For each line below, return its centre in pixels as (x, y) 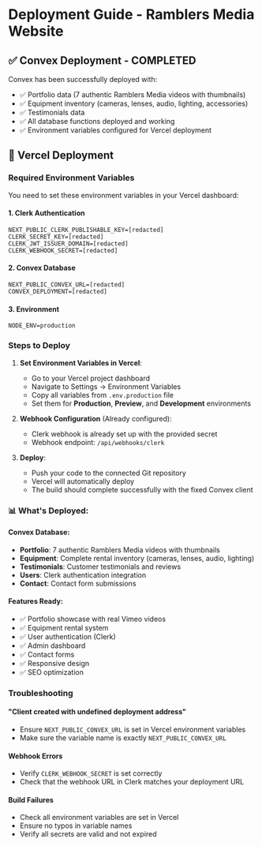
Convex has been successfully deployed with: (83, 79)
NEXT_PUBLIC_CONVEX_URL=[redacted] (67, 285)
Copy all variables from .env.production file (102, 395)
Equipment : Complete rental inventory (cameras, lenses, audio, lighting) (137, 558)
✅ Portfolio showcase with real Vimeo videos (93, 619)
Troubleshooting (41, 693)
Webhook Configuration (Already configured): (95, 418)
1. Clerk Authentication (47, 213)
